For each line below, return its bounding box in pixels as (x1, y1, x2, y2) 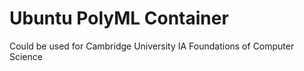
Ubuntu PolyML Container (9, 7, 229, 30)
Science (9, 50, 43, 62)
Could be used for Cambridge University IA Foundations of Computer (9, 40, 295, 52)
